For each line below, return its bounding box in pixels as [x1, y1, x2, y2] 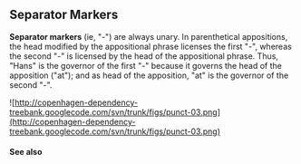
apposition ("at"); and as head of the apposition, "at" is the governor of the [9, 70, 289, 81]
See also [9, 147, 43, 158]
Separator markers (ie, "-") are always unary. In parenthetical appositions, [9, 31, 288, 42]
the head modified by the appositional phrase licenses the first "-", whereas [9, 41, 292, 52]
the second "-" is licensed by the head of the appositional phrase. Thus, [9, 50, 279, 62]
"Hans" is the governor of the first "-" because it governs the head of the [9, 60, 283, 71]
